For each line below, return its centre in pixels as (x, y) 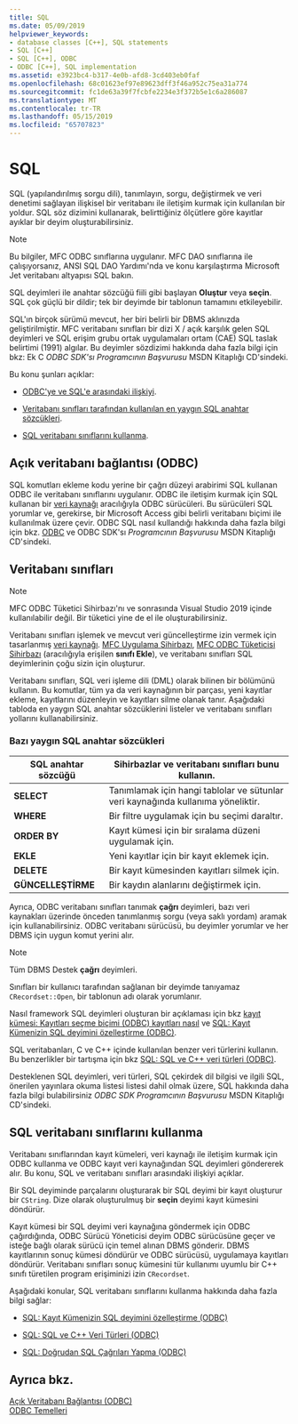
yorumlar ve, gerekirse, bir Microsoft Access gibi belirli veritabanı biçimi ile (145, 513)
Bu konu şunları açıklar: (52, 374)
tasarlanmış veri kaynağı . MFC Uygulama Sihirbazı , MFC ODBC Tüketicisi (142, 644)
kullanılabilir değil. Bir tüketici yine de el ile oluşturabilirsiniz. (118, 617)
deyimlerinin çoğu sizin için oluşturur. (77, 663)
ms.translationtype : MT (53, 100)
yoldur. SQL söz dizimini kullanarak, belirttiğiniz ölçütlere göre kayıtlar (136, 212)
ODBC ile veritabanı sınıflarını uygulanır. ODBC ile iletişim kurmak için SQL (144, 494)
